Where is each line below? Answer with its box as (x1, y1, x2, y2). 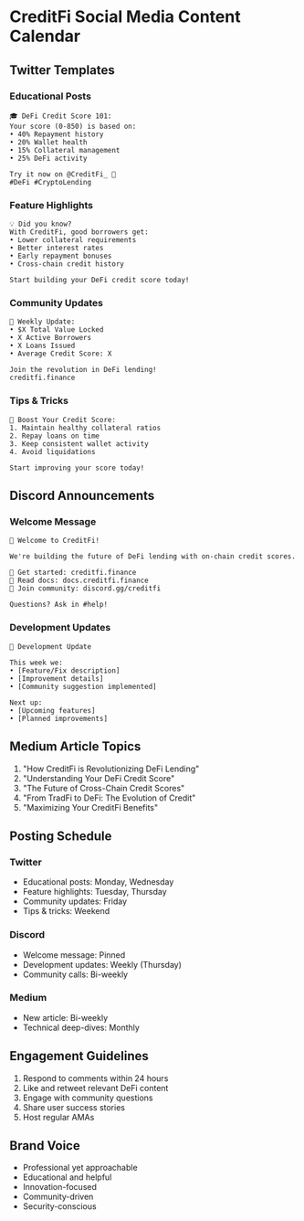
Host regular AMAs (22, 1111, 95, 1122)
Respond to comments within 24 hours (22, 1072, 169, 1084)
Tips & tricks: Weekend (22, 906, 110, 917)
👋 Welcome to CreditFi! (9, 536, 100, 546)
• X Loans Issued (9, 341, 76, 351)
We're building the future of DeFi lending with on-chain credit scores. (9, 552, 297, 561)
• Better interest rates (9, 244, 104, 253)
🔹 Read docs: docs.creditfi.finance (9, 576, 149, 586)
